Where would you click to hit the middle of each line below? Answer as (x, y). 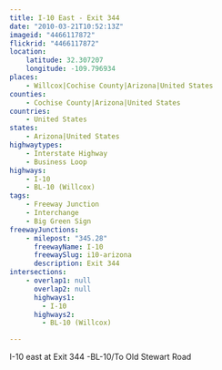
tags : (20, 196)
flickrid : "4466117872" (55, 43)
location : (28, 52)
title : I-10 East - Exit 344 (65, 18)
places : (24, 77)
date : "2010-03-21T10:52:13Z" (67, 26)
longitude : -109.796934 (71, 69)
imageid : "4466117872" (52, 35)
